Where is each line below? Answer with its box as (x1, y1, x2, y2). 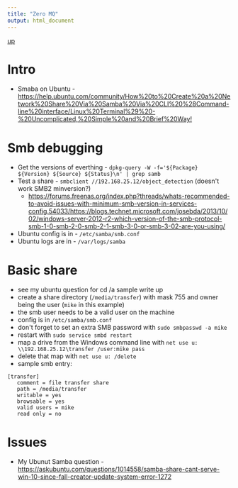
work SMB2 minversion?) (17, 184, 91, 193)
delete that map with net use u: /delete (17, 352, 137, 360)
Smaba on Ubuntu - (17, 84, 76, 93)
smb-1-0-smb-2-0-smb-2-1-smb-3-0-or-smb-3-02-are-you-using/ (28, 222, 225, 231)
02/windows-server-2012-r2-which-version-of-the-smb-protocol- (28, 214, 222, 223)
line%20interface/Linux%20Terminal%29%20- (17, 107, 156, 116)
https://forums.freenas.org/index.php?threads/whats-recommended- (28, 192, 230, 201)
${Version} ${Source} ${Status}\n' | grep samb (17, 171, 161, 178)
